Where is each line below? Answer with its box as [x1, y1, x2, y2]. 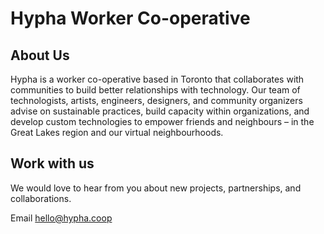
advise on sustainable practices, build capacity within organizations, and [10, 105, 310, 117]
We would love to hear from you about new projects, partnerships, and [10, 182, 302, 194]
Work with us [10, 155, 95, 172]
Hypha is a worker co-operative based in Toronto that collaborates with [10, 73, 305, 85]
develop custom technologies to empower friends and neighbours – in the [10, 116, 315, 127]
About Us [10, 47, 70, 64]
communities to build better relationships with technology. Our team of [10, 84, 301, 96]
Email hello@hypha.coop [10, 212, 113, 224]
